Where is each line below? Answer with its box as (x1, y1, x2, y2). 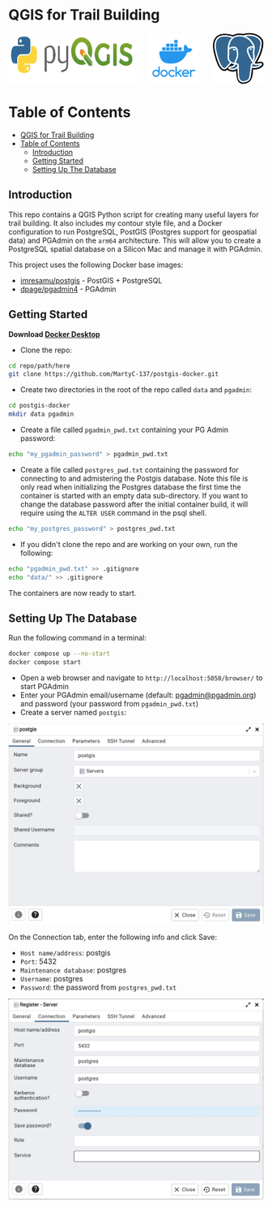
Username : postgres (19, 973, 83, 983)
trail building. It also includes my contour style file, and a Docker (8, 218, 223, 228)
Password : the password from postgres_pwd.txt (19, 982, 176, 992)
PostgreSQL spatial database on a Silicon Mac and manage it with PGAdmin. (8, 244, 263, 253)
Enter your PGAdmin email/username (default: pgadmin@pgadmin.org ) (19, 690, 257, 700)
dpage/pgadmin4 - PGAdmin (19, 284, 117, 294)
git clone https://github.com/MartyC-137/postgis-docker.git (8, 370, 219, 378)
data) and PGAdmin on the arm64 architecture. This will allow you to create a (8, 235, 261, 245)
